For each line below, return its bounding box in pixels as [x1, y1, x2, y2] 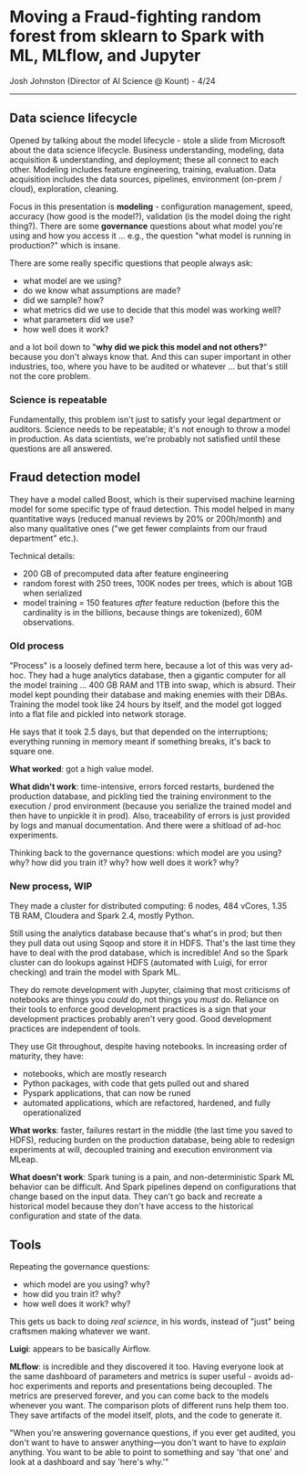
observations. [22, 617, 75, 627]
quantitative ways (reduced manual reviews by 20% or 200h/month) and [9, 513, 282, 524]
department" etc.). [9, 532, 79, 543]
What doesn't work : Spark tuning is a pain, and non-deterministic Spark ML [9, 1172, 295, 1183]
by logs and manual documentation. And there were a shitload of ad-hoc [9, 820, 282, 831]
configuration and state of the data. [9, 1210, 143, 1221]
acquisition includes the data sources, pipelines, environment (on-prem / [9, 174, 282, 184]
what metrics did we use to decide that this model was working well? [22, 304, 281, 315]
